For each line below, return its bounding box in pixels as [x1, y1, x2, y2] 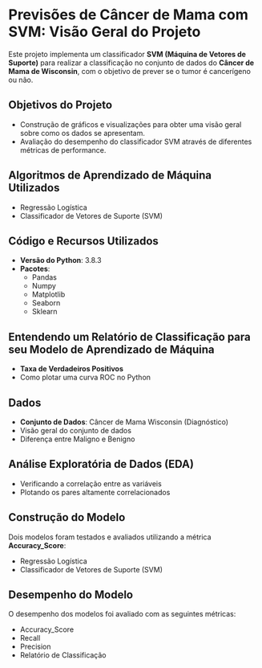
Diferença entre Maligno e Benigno [19, 434, 135, 444]
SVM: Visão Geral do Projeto [8, 23, 201, 41]
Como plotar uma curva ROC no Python [19, 372, 151, 383]
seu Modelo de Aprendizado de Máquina [8, 342, 215, 356]
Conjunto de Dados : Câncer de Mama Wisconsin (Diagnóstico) [19, 417, 229, 427]
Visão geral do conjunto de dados [19, 426, 132, 435]
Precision [19, 641, 51, 652]
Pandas [31, 273, 58, 282]
